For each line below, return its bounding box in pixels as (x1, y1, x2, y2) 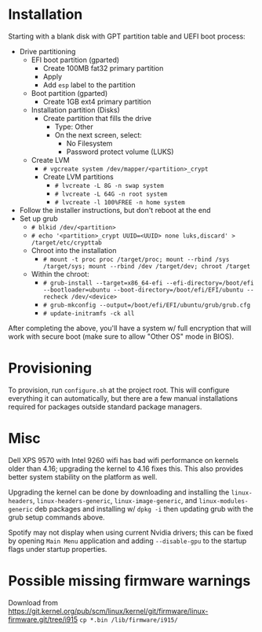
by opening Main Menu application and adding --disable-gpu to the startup (8, 536, 247, 546)
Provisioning (8, 359, 93, 377)
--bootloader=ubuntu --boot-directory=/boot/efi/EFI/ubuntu (42, 285, 244, 294)
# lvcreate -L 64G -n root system (54, 190, 168, 198)
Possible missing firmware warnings (8, 572, 251, 590)
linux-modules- (198, 497, 249, 505)
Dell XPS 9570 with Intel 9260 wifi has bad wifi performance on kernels (8, 455, 239, 465)
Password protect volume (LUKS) (66, 147, 174, 156)
